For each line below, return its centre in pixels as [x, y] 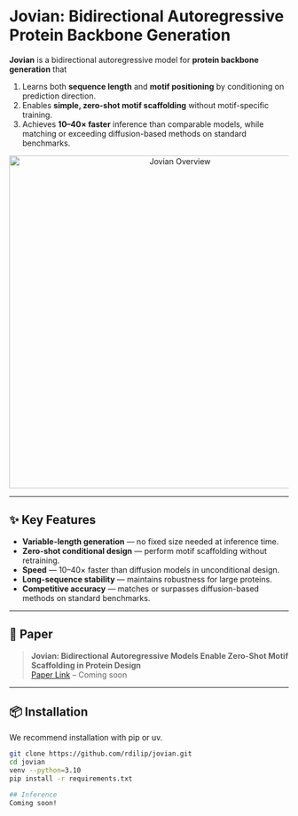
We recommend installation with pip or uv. [86, 738]
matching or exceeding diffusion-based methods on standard [134, 133]
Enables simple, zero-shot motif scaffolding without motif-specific [145, 105]
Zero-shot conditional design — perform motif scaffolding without [145, 551]
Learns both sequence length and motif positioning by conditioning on [153, 86]
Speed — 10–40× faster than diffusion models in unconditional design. [151, 569]
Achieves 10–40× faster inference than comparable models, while [143, 124]
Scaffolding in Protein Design [86, 665]
